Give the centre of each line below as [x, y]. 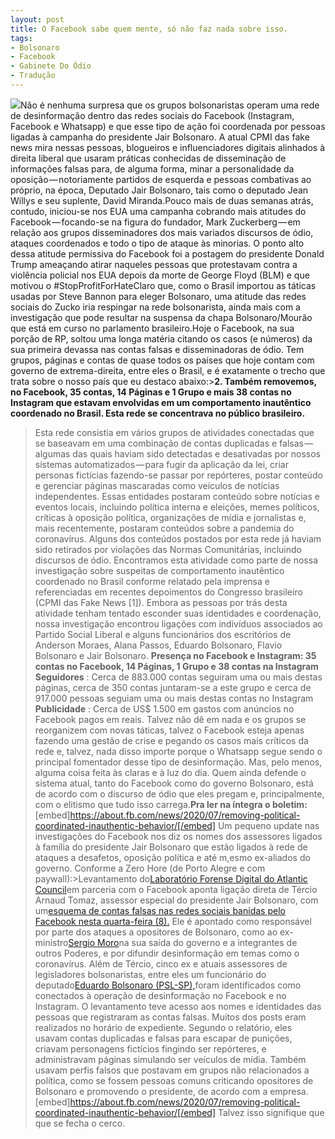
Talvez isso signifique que [271, 1112]
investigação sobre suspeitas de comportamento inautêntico [159, 570]
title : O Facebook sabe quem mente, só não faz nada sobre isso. [149, 29]
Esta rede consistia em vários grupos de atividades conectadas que [174, 432]
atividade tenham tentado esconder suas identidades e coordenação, [178, 613]
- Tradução [33, 76]
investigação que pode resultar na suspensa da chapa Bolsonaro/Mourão [161, 317]
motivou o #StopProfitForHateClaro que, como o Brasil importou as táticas [163, 285]
